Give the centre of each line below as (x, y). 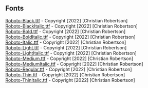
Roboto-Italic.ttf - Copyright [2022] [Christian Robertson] (66, 42)
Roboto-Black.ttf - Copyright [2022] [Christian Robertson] (67, 20)
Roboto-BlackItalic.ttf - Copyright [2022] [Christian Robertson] (71, 26)
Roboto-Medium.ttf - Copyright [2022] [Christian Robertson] (69, 58)
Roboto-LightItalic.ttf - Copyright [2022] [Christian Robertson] (71, 53)
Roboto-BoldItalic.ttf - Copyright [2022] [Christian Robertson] (70, 37)
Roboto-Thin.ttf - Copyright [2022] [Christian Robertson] (65, 75)
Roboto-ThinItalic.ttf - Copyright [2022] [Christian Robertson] (70, 80)
